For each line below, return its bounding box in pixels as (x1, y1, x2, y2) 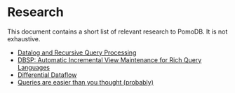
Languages (17, 63, 51, 71)
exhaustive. (7, 34, 41, 43)
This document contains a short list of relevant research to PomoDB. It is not (7, 27, 228, 36)
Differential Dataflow (17, 71, 77, 79)
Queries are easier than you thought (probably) (17, 78, 154, 86)
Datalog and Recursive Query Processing (17, 48, 137, 57)
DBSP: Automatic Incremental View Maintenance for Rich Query (17, 55, 202, 64)
